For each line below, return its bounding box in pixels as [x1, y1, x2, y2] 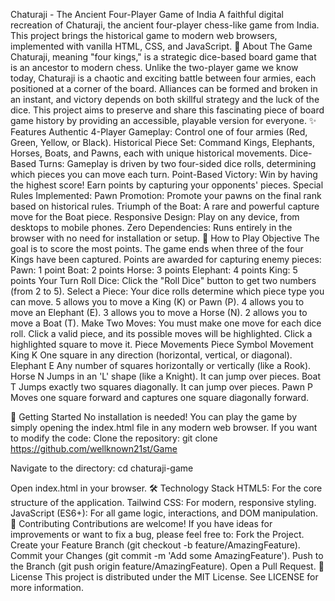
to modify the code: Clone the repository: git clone [10, 432, 218, 444]
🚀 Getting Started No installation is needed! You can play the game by [10, 411, 298, 423]
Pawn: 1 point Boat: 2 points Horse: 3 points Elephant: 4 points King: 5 [10, 264, 298, 276]
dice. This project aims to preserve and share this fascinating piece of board [10, 104, 325, 116]
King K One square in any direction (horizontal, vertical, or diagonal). [10, 349, 293, 361]
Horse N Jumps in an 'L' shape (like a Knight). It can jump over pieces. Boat [10, 370, 322, 382]
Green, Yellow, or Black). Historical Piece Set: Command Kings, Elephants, [10, 137, 316, 148]
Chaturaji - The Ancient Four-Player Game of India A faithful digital [10, 9, 284, 20]
